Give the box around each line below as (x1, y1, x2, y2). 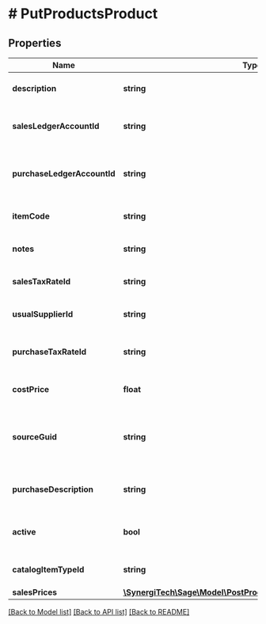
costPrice (12, 384, 50, 394)
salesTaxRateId (12, 276, 71, 287)
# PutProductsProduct (8, 5, 158, 23)
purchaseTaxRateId (12, 346, 87, 357)
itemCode (12, 211, 50, 222)
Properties (8, 36, 62, 50)
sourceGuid (12, 432, 58, 442)
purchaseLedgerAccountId (12, 168, 116, 179)
